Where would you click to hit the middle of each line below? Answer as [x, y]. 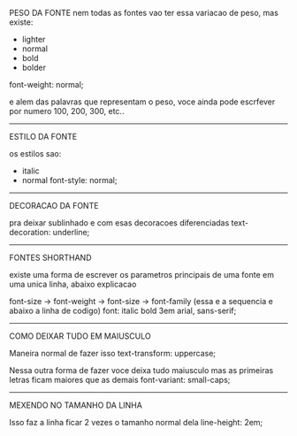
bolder [34, 67]
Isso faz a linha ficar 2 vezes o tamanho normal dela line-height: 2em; [136, 422]
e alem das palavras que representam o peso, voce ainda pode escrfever [142, 102]
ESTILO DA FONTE [43, 137]
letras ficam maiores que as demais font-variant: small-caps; [120, 380]
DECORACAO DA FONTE [54, 206]
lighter [34, 39]
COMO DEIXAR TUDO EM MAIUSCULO [80, 336]
